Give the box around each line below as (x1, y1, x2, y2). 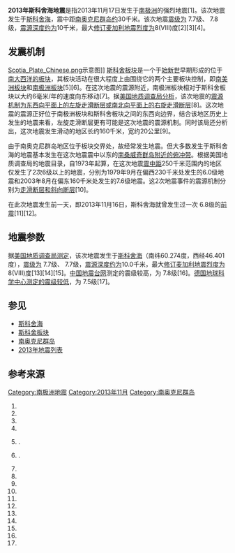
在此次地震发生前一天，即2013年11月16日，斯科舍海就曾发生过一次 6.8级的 (8, 200, 222, 208)
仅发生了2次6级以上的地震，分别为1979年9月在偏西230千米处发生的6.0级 (8, 168, 218, 176)
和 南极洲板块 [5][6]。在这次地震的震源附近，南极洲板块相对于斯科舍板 (26, 83, 226, 91)
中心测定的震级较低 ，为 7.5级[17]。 (13, 277, 114, 286)
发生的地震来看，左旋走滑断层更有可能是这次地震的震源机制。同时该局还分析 (8, 118, 228, 126)
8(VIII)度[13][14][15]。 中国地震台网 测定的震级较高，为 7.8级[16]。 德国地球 (8, 268, 219, 277)
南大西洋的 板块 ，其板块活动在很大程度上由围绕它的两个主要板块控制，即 (8, 74, 215, 82)
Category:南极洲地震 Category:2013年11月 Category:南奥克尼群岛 (8, 388, 195, 397)
